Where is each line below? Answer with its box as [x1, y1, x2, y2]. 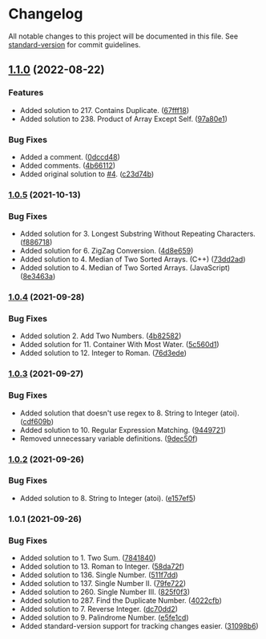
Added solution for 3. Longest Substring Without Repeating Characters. [19, 229, 256, 239]
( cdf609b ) [19, 416, 54, 426]
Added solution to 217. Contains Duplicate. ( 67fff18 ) [19, 105, 190, 115]
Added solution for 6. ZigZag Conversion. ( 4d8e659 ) [19, 246, 194, 256]
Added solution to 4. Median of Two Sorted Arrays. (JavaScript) [19, 263, 231, 273]
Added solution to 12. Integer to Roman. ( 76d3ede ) [19, 348, 187, 358]
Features [8, 87, 44, 99]
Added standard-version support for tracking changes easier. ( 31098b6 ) [19, 621, 259, 631]
